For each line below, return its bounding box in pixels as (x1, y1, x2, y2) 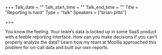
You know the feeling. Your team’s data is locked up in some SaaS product (5, 29, 157, 34)
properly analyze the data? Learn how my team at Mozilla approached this (5, 39, 157, 45)
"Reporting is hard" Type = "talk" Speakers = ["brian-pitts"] (5, 9, 126, 15)
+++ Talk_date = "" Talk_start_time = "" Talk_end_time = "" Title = (5, 4, 139, 10)
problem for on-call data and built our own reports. (5, 45, 109, 50)
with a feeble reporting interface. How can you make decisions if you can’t (5, 34, 157, 40)
